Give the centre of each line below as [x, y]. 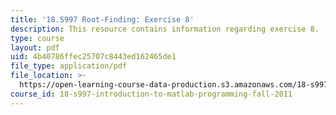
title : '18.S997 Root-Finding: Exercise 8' [102, 19]
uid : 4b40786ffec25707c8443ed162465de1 [93, 57]
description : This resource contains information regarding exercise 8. [165, 29]
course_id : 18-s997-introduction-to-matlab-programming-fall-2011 [151, 94]
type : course [37, 38]
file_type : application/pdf [69, 66]
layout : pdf [35, 47]
